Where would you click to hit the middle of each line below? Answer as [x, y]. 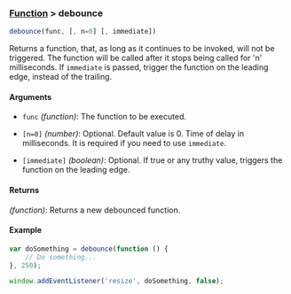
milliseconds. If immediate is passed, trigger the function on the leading [139, 67]
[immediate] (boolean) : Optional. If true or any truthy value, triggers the [152, 160]
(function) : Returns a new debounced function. [95, 210]
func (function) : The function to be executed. [104, 117]
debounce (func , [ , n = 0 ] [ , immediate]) [83, 32]
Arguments [31, 97]
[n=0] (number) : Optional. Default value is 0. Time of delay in [133, 134]
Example [26, 230]
